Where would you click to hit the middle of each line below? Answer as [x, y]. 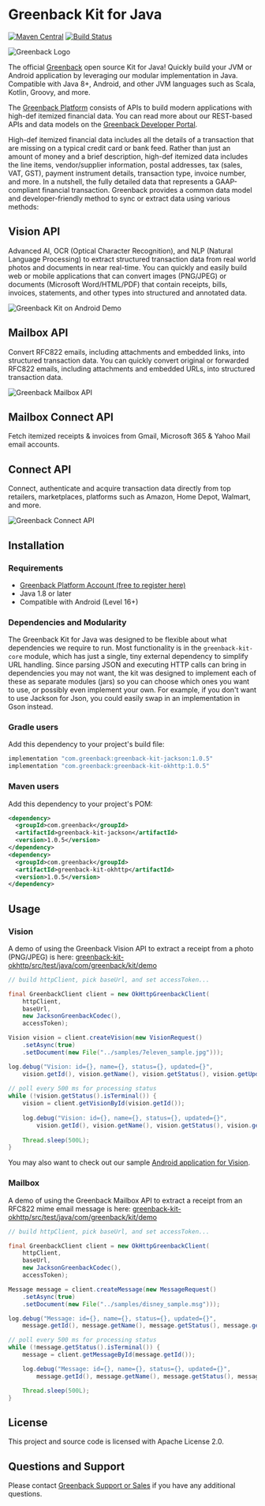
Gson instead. [31, 707]
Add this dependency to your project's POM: [80, 804]
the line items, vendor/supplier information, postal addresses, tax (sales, [125, 164]
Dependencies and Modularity [67, 622]
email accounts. [34, 445]
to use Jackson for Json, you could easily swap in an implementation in [124, 698]
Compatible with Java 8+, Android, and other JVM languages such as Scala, [132, 84]
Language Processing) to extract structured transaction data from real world [132, 259]
